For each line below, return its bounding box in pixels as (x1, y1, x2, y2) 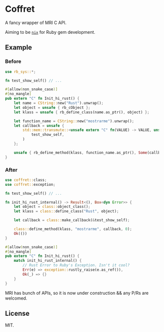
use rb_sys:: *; (5, 69, 36, 74)
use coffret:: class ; (5, 178, 47, 182)
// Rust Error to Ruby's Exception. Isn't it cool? (22, 263, 130, 268)
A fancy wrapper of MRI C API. (5, 20, 67, 26)
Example (5, 43, 32, 52)
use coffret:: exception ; (5, 182, 56, 187)
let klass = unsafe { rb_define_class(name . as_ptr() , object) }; (14, 109, 150, 115)
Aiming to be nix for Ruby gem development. (5, 29, 96, 35)
